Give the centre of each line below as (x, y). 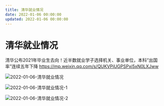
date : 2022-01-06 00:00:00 (33, 14)
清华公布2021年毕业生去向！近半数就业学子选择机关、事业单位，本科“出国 (81, 60)
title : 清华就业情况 (24, 10)
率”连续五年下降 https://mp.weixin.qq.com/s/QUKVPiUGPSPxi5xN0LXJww (82, 66)
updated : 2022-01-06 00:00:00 (37, 19)
